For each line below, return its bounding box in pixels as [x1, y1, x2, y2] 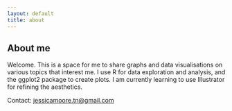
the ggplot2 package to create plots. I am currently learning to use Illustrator [7, 76, 225, 84]
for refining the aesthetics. [7, 83, 83, 91]
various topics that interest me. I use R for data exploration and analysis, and [7, 68, 226, 76]
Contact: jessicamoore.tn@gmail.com [7, 96, 114, 105]
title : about [7, 17, 45, 24]
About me [7, 42, 51, 54]
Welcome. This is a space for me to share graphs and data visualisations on [7, 60, 223, 69]
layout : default [7, 10, 54, 17]
